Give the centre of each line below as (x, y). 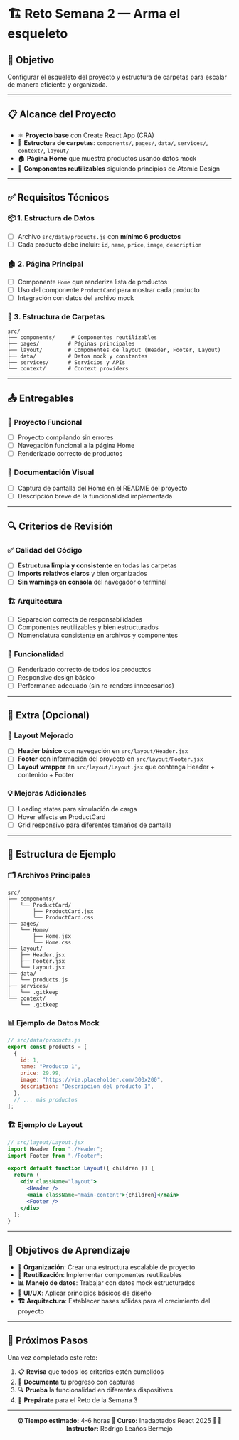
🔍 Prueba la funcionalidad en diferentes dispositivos (95, 1390)
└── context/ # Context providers (68, 369)
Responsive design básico (56, 678)
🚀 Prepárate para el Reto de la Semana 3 (78, 1400)
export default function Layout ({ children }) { (81, 1168)
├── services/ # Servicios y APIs (67, 363)
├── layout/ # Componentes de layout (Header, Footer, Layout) (114, 350)
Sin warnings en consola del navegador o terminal (92, 582)
